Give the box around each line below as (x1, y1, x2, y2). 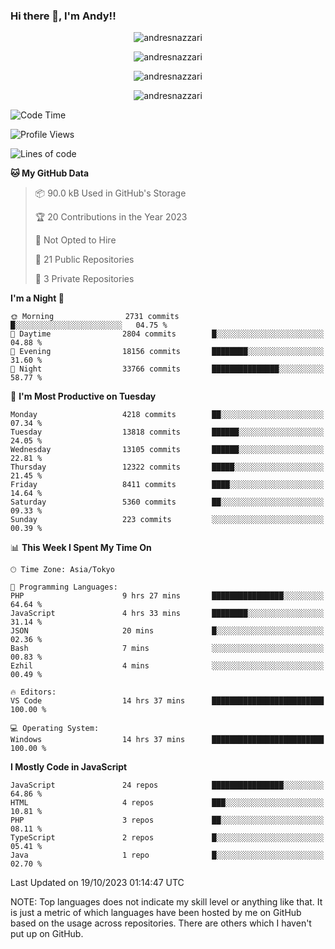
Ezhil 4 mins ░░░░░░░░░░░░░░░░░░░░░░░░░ (10, 661, 325, 671)
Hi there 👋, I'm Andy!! (10, 9, 117, 23)
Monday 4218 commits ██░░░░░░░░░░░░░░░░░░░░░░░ (10, 410, 325, 420)
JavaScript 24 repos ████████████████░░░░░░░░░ (10, 780, 325, 791)
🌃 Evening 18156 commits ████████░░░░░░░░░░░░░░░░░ (10, 347, 325, 357)
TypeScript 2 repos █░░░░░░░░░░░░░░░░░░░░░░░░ (10, 833, 325, 843)
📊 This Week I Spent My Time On (10, 542, 152, 554)
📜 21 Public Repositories (34, 254, 135, 266)
